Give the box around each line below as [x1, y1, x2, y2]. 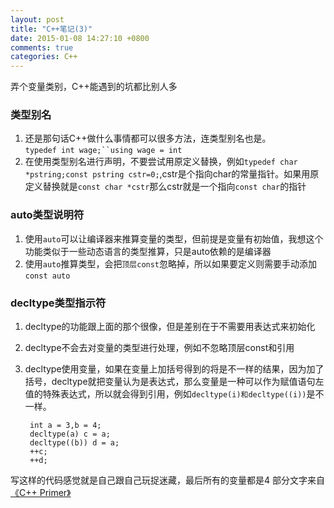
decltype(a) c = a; [29, 429, 111, 440]
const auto [24, 271, 71, 281]
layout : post [10, 14, 65, 25]
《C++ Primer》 [10, 487, 72, 499]
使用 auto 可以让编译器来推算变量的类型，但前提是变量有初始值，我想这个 [24, 232, 324, 245]
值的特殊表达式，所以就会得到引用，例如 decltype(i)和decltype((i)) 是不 [24, 388, 325, 400]
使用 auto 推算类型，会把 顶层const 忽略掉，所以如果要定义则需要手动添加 [24, 257, 318, 270]
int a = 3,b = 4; [29, 421, 102, 431]
